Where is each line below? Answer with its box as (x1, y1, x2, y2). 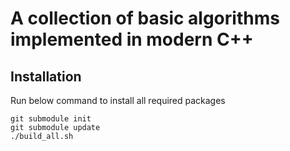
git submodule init (10, 114, 92, 124)
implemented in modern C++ (10, 28, 254, 51)
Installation (10, 68, 82, 85)
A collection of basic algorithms (10, 7, 280, 30)
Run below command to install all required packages (10, 95, 226, 106)
